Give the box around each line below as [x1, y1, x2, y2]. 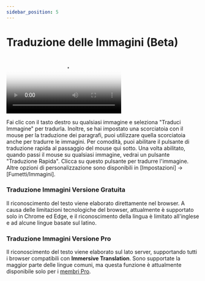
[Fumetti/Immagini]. [6, 170, 56, 178]
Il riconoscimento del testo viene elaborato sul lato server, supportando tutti [6, 249, 198, 256]
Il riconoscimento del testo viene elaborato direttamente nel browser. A [6, 200, 185, 207]
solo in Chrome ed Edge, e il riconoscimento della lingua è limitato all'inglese [6, 212, 199, 220]
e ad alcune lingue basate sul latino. [6, 219, 97, 227]
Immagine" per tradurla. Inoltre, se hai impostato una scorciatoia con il [6, 125, 184, 132]
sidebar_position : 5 [6, 9, 59, 15]
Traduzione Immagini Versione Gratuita [6, 185, 125, 194]
